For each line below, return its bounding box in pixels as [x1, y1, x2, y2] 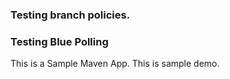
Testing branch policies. [10, 8, 131, 22]
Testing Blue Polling [10, 34, 109, 48]
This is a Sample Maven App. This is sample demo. [10, 58, 220, 70]
